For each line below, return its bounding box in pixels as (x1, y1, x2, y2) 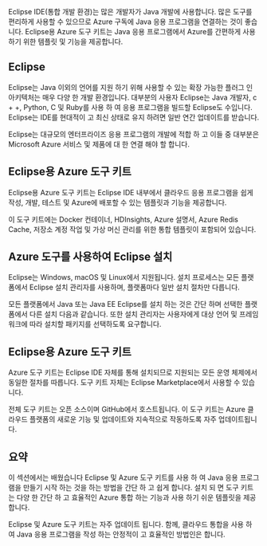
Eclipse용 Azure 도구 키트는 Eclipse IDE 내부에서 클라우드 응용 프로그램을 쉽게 (8, 187, 253, 197)
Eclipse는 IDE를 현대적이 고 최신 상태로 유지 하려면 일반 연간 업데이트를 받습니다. (8, 112, 260, 122)
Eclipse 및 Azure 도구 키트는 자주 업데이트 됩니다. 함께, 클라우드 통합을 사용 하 (8, 520, 253, 529)
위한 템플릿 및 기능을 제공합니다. (22, 37, 124, 46)
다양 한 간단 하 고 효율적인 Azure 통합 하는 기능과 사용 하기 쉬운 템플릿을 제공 (16, 493, 257, 502)
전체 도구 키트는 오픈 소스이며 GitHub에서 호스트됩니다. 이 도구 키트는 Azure (8, 405, 245, 414)
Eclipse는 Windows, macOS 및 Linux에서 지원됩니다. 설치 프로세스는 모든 (8, 273, 240, 282)
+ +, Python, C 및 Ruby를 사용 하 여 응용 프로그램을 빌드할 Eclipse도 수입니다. (8, 102, 253, 112)
